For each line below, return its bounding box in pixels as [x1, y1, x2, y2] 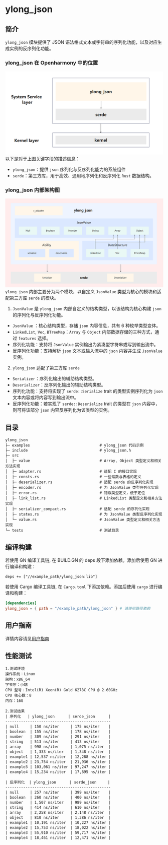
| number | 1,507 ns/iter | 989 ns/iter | [5, 800, 111, 805]
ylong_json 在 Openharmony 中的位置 [5, 59, 98, 66]
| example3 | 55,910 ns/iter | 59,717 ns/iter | [5, 830, 111, 835]
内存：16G [5, 698, 24, 703]
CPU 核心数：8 [5, 693, 32, 698]
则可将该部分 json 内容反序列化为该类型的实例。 [12, 407, 112, 413]
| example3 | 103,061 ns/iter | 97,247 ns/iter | [5, 764, 111, 769]
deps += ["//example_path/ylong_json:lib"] [5, 574, 98, 579]
